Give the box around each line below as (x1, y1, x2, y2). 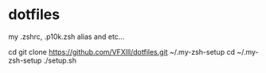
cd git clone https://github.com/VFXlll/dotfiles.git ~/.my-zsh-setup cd (8, 47, 235, 56)
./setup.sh (43, 56, 77, 65)
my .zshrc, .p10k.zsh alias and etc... (8, 32, 125, 41)
